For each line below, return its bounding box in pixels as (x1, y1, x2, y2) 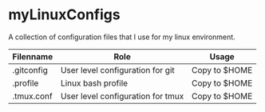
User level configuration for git (60, 64, 176, 75)
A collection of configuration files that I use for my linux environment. (8, 32, 235, 42)
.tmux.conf (12, 90, 53, 102)
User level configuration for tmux (60, 90, 184, 102)
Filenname (12, 50, 53, 62)
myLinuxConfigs (8, 6, 121, 24)
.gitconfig (12, 64, 48, 75)
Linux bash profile (60, 78, 129, 89)
